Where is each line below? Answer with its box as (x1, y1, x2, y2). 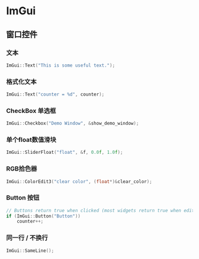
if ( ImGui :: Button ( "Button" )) (6, 213, 81, 219)
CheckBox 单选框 (6, 106, 56, 115)
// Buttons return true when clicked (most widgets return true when (6, 207, 182, 213)
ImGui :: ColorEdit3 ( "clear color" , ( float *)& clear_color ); (6, 178, 152, 185)
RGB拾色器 (6, 165, 37, 173)
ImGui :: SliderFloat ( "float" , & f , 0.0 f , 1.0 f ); (6, 150, 123, 156)
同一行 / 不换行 (6, 233, 49, 242)
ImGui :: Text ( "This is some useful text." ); (6, 62, 115, 68)
